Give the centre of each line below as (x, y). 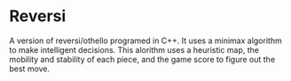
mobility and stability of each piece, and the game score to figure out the (142, 59)
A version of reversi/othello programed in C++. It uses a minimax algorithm (145, 40)
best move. (30, 69)
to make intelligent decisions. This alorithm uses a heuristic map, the (134, 49)
